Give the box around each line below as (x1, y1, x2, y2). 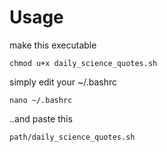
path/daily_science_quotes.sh (9, 132, 136, 142)
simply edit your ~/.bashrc (9, 76, 118, 88)
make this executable (9, 39, 97, 51)
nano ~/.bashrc (9, 95, 73, 105)
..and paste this (9, 112, 73, 125)
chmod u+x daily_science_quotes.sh (9, 58, 158, 68)
